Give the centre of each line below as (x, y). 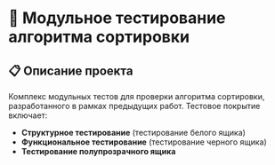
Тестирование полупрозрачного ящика (98, 151)
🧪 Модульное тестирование (117, 18)
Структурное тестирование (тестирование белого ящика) (133, 133)
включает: (28, 115)
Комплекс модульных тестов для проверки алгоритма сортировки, (137, 96)
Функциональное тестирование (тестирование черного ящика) (144, 142)
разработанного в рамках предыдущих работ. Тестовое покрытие (134, 106)
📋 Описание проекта (71, 71)
